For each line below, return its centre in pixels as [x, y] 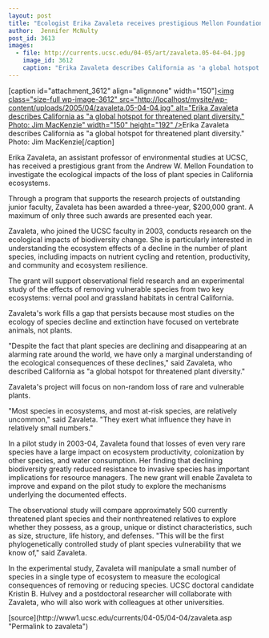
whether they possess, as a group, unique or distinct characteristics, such [130, 527]
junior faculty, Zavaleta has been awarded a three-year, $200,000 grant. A [131, 207]
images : [21, 46]
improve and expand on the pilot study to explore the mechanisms [117, 486]
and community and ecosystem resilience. [78, 264]
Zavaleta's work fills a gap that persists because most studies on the [121, 313]
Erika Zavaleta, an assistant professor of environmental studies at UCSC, [128, 157]
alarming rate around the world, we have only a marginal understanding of [130, 354]
